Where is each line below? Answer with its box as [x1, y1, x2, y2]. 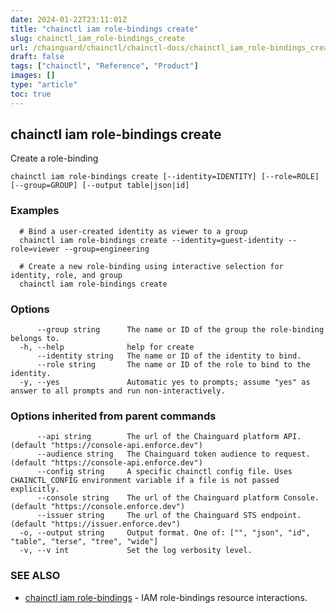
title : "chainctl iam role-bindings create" [10, 24, 199, 34]
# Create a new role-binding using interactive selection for [19, 261, 284, 271]
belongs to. [10, 334, 60, 344]
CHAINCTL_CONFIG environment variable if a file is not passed [10, 476, 280, 486]
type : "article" [10, 80, 78, 90]
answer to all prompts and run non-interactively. [10, 386, 226, 396]
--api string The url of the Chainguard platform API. [36, 432, 302, 442]
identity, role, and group [10, 270, 123, 280]
